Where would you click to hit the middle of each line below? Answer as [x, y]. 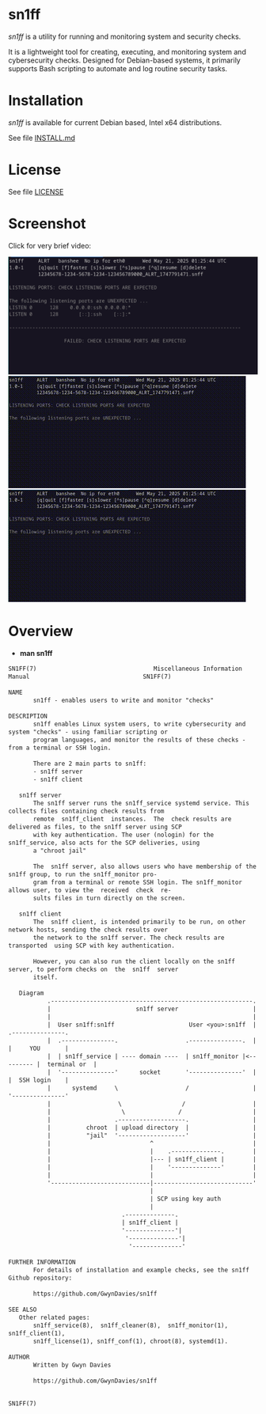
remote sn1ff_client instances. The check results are [132, 819]
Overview [41, 631]
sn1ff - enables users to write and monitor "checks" [123, 700]
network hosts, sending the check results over [88, 930]
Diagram [31, 993]
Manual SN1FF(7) [90, 677]
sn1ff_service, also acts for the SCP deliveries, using [104, 843]
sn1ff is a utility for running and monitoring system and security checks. [125, 36]
